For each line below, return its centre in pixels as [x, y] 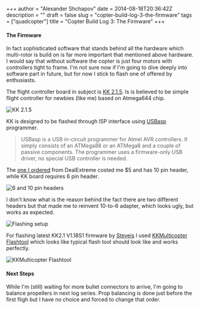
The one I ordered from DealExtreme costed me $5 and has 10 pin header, [97, 170]
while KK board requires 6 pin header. [53, 177]
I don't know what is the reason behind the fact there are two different [92, 199]
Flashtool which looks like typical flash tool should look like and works [92, 242]
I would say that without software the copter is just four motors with [89, 61]
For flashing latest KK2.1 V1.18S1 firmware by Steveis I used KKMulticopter [97, 235]
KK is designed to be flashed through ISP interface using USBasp [86, 122]
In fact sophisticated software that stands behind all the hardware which [95, 49]
